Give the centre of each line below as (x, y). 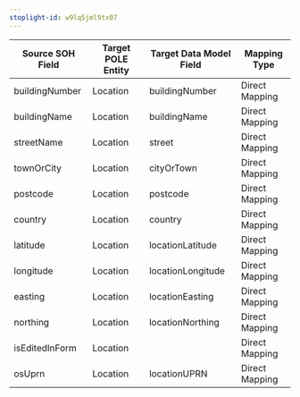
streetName (38, 142)
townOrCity (38, 168)
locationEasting (181, 296)
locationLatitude (183, 245)
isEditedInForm (46, 348)
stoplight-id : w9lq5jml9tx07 (63, 17)
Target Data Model (191, 53)
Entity (116, 70)
